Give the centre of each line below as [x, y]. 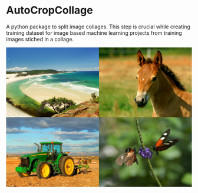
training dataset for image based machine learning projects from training [94, 32]
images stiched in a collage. [40, 39]
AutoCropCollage [49, 10]
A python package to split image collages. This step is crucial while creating [98, 27]
